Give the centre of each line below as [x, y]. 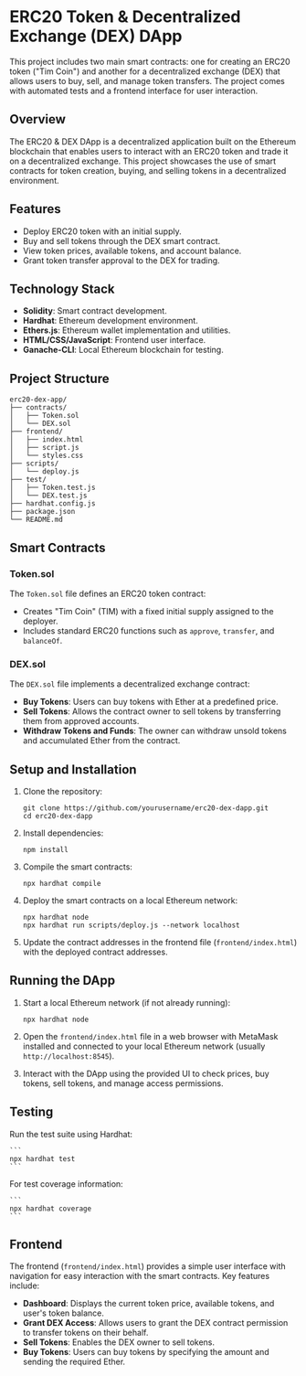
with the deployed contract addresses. [95, 952]
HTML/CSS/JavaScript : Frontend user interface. [114, 340]
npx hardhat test [42, 1158]
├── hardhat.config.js [53, 504]
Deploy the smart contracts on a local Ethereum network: [130, 900]
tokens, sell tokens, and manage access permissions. [123, 1083]
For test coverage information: [66, 1184]
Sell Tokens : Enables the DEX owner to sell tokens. [119, 1342]
